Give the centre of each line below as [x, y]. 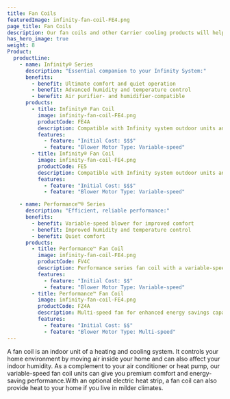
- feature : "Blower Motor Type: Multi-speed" [110, 332]
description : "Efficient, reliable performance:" [97, 211]
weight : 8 [21, 45]
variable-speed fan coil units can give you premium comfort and [98, 373]
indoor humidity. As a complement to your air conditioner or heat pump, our [114, 366]
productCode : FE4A [64, 122]
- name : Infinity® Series [56, 64]
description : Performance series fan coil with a [110, 268]
